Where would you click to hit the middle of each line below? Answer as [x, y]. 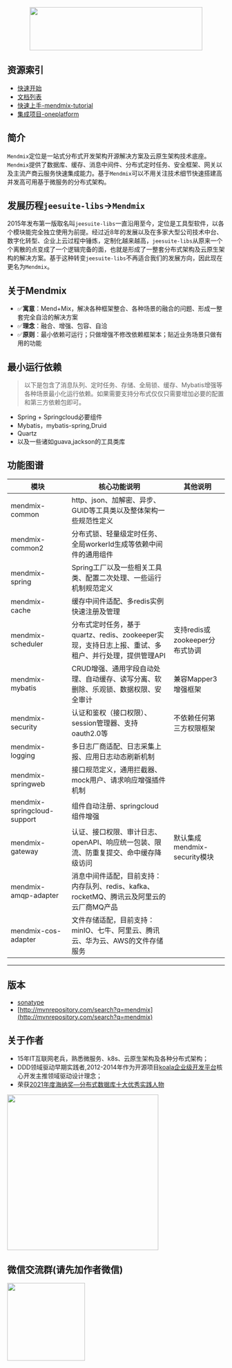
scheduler [27, 644]
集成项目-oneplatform [48, 114]
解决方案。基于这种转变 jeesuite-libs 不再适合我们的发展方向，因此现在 [121, 258]
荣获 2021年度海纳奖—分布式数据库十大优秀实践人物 [90, 1084]
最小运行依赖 [35, 367]
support [23, 819]
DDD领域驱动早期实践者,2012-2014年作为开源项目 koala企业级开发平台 [117, 1067]
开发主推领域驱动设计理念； [62, 1076]
